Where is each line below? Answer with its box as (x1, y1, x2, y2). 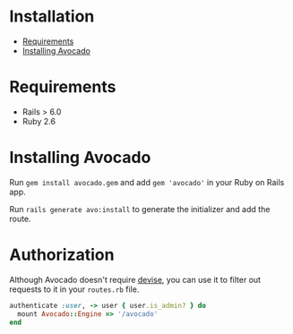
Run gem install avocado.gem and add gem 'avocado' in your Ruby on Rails (9, 176, 285, 187)
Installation (9, 6, 95, 27)
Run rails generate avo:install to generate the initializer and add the (9, 203, 271, 214)
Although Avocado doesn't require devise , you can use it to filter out (9, 274, 262, 285)
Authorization (9, 244, 115, 265)
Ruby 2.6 (22, 116, 56, 126)
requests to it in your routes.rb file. (9, 284, 140, 295)
